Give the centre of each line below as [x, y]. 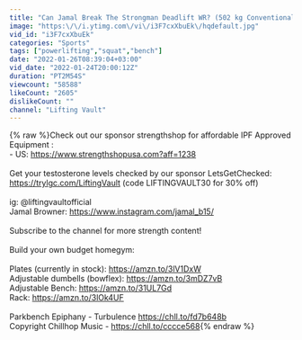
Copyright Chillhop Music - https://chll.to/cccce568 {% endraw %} [132, 327]
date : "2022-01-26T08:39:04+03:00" [76, 59]
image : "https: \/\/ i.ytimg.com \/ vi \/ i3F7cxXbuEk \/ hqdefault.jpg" [134, 26]
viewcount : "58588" [46, 85]
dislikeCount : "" [42, 101]
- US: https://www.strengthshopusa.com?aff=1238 [103, 155]
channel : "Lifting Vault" [58, 110]
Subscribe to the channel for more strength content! [106, 231]
